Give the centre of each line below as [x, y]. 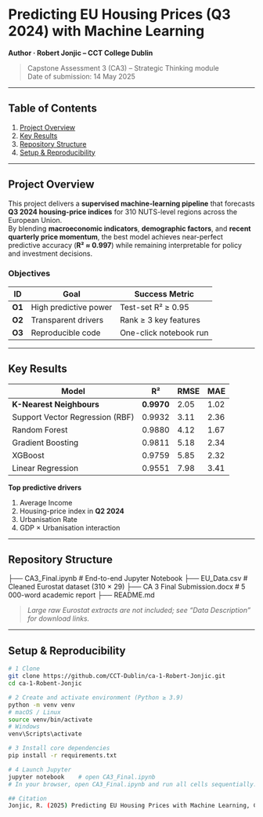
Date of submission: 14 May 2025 [81, 76]
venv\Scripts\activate [45, 734]
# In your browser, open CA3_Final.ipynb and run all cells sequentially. [133, 784]
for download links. [58, 618]
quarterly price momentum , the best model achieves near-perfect [115, 236]
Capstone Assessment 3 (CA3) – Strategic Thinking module [123, 67]
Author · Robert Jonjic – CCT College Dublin [81, 53]
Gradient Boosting [45, 443]
